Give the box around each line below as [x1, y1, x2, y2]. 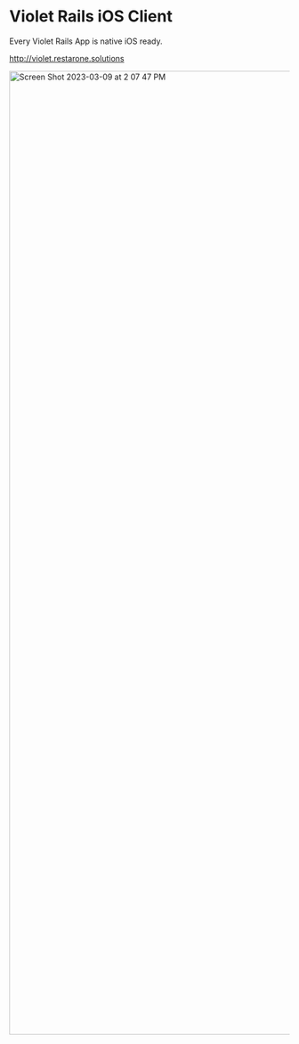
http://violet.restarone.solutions [9, 53, 125, 63]
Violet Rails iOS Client [9, 6, 174, 27]
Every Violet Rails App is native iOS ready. [9, 36, 163, 46]
